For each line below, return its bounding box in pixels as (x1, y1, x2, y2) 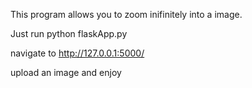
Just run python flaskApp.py (10, 28, 128, 39)
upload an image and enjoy (10, 67, 122, 78)
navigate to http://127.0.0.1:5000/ (10, 47, 145, 59)
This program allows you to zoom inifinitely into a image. (10, 9, 243, 20)
